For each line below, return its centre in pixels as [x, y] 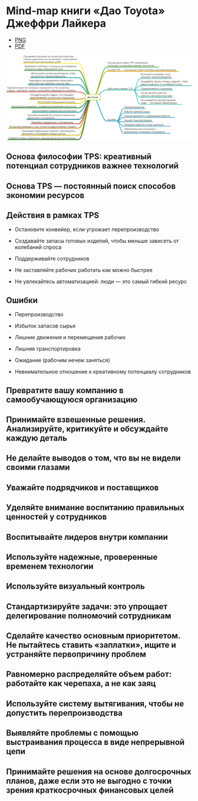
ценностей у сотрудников [57, 517]
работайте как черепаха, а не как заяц [81, 684]
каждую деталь [37, 438]
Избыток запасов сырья [45, 326]
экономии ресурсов [45, 195]
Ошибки [22, 300]
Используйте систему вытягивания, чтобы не [95, 704]
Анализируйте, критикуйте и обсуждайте [87, 429]
